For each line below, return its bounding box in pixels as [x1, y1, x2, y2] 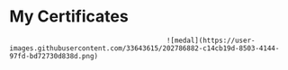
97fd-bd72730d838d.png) [9, 51, 99, 60]
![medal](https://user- [166, 36, 256, 45]
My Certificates [9, 6, 129, 27]
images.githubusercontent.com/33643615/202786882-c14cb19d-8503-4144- [9, 43, 280, 53]
